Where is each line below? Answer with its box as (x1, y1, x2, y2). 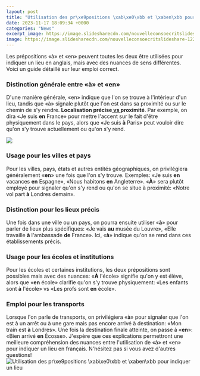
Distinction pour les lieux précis (6, 205, 100, 213)
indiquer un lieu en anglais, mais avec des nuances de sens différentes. (6, 59, 182, 66)
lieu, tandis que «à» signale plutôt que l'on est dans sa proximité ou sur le (6, 100, 186, 107)
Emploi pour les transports (6, 300, 85, 309)
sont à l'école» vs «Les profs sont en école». (6, 285, 117, 293)
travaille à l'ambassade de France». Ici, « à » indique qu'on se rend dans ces (6, 231, 192, 238)
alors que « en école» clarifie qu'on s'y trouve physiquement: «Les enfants (6, 279, 189, 286)
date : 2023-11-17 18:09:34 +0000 (6, 20, 89, 26)
